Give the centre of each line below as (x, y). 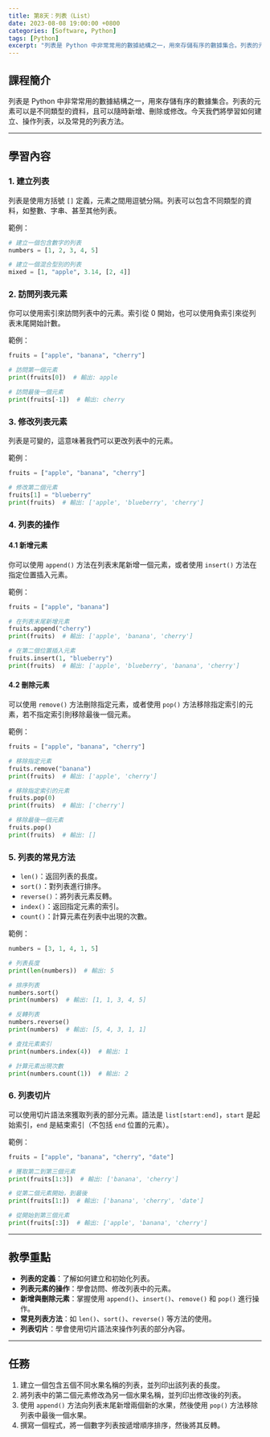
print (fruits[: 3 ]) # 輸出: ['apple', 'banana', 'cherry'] (108, 1223)
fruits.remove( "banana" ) (50, 768)
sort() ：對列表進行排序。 (63, 886)
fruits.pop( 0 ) (32, 798)
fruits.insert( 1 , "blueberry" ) (61, 659)
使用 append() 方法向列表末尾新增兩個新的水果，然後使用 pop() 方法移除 (139, 1405)
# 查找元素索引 (30, 1044)
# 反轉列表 (24, 1015)
